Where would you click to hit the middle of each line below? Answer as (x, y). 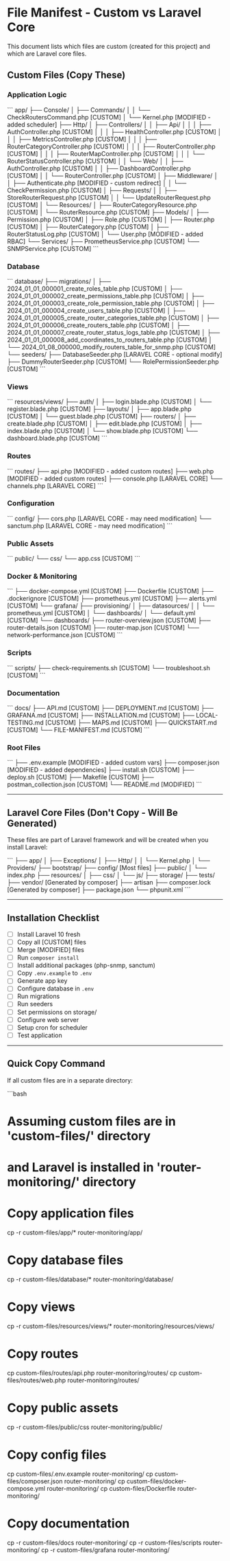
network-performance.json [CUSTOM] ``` (65, 635)
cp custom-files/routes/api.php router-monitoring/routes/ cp (92, 1373)
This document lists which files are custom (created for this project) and (109, 46)
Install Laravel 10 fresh (49, 934)
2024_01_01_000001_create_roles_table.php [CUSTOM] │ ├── (95, 288)
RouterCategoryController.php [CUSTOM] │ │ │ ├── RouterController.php (111, 146)
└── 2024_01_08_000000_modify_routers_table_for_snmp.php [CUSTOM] (112, 347)
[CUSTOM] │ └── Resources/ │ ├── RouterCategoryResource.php (102, 205)
